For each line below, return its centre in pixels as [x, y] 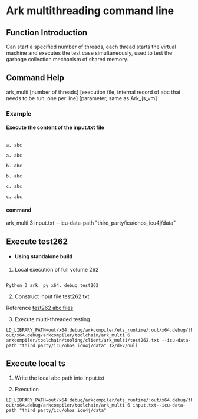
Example [19, 113]
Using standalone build [44, 256]
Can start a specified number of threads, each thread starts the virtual [91, 47]
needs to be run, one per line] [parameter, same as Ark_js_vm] [82, 98]
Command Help [35, 78]
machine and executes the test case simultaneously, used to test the [89, 53]
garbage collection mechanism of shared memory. [67, 59]
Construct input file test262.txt [52, 296]
